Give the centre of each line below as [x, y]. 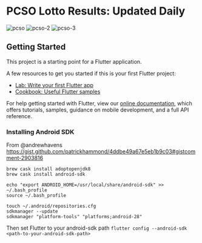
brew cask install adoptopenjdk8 [49, 169]
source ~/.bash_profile [36, 196]
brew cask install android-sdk [46, 175]
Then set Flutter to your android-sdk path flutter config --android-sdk [97, 228]
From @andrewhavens [34, 145]
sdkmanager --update [32, 211]
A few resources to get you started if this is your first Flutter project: [91, 73]
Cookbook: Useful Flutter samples [58, 92]
